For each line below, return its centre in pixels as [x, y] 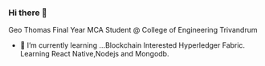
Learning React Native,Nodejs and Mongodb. [94, 54]
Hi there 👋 [28, 13]
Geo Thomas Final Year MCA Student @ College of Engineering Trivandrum [133, 30]
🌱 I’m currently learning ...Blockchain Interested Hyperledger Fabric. [132, 45]
